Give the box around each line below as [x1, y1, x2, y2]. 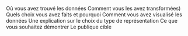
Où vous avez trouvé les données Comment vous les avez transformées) [6, 5, 181, 12]
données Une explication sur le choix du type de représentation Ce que [6, 17, 178, 24]
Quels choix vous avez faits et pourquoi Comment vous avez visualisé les [6, 11, 183, 18]
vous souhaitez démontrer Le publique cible [6, 23, 112, 30]
